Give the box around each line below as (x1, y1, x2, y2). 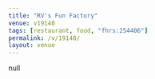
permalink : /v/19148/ (8, 34, 81, 42)
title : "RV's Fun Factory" (8, 11, 98, 20)
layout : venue (8, 41, 56, 49)
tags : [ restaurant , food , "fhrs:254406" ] (8, 26, 149, 34)
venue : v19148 (8, 19, 56, 27)
